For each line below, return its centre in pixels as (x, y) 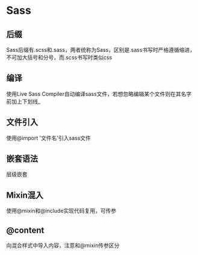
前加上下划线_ (23, 101)
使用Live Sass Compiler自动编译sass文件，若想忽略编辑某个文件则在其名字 (99, 93)
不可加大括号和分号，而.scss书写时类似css (59, 57)
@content (25, 230)
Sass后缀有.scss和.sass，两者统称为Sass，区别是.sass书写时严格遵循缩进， (101, 50)
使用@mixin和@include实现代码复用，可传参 (61, 211)
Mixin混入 (25, 195)
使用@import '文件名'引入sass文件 (49, 138)
